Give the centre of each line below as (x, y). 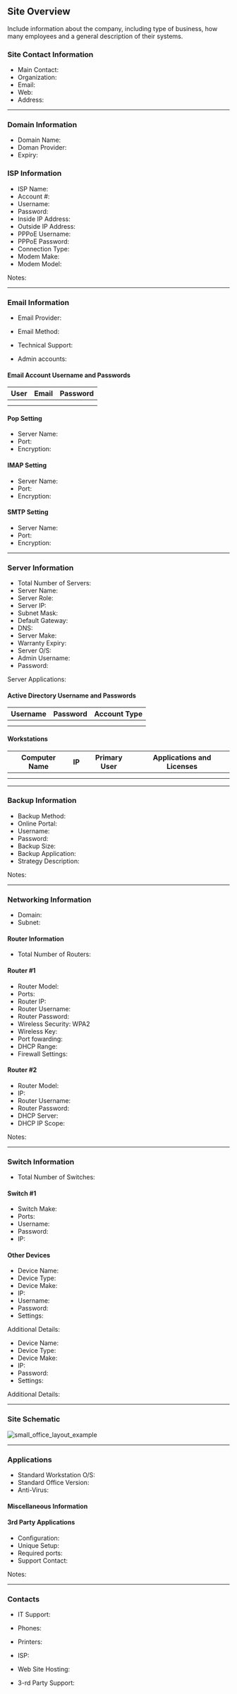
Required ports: (40, 1553)
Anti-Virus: (33, 1490)
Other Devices (29, 1255)
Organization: (37, 78)
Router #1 (22, 970)
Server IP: (32, 606)
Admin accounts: (42, 359)
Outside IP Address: (47, 226)
